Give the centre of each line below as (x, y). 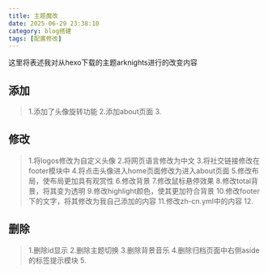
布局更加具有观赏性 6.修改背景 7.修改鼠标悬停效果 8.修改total (151, 181)
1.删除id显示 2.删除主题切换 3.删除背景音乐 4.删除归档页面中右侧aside (144, 250)
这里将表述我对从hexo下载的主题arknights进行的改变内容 (103, 62)
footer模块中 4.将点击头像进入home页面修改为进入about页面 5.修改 (140, 170)
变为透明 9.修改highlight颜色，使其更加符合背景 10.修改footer (158, 190)
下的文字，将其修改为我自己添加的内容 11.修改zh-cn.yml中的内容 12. (140, 201)
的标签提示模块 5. (57, 260)
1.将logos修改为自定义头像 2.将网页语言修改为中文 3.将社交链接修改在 (144, 160)
